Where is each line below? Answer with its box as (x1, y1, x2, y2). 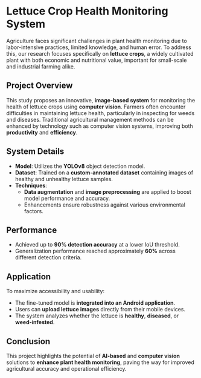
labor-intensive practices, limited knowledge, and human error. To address (6, 44, 191, 51)
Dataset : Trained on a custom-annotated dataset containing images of (14, 168, 194, 176)
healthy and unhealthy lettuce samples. (14, 175, 113, 182)
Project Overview (6, 81, 73, 91)
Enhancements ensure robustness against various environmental (24, 201, 186, 208)
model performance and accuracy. (24, 194, 110, 202)
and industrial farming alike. (6, 62, 75, 70)
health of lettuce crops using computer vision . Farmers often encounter (6, 103, 186, 110)
